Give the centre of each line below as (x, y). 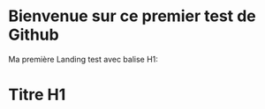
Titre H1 (37, 95)
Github (34, 35)
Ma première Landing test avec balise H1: (83, 59)
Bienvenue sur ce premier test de (132, 16)
